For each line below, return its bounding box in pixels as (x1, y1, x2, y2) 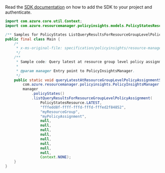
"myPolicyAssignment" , (40, 114, 87, 119)
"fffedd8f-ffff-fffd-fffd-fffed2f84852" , (40, 105, 126, 109)
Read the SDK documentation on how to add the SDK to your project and (5, 4, 152, 10)
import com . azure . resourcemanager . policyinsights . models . (5, 23, 126, 28)
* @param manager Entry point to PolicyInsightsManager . (16, 68, 135, 73)
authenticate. (5, 9, 32, 15)
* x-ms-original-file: (16, 46, 63, 51)
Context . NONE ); (40, 155, 71, 160)
